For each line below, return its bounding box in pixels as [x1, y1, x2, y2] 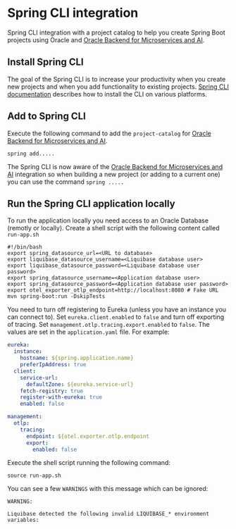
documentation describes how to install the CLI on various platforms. [7, 89, 208, 98]
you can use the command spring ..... [7, 178, 125, 186]
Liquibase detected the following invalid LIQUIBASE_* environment [7, 511, 210, 518]
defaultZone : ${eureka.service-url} [25, 380, 134, 388]
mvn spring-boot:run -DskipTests [7, 293, 106, 300]
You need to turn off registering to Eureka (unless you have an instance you [7, 305, 227, 314]
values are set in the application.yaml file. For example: [7, 328, 170, 336]
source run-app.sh [7, 472, 61, 480]
